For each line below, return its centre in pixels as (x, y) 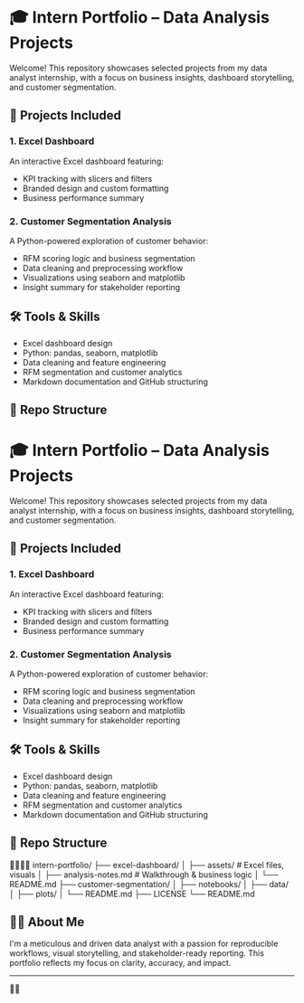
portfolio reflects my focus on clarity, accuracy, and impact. (120, 963)
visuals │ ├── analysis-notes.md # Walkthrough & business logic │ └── (144, 875)
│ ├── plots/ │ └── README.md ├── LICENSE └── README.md (132, 894)
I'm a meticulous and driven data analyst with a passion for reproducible (144, 944)
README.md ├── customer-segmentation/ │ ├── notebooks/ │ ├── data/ (149, 884)
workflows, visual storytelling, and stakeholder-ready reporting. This (137, 953)
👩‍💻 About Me (47, 922)
